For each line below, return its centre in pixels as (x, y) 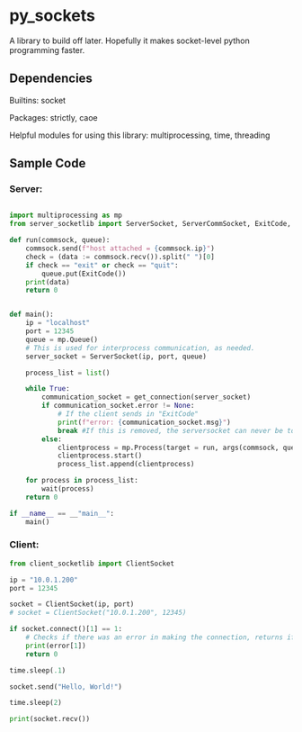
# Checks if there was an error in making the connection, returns (154, 637)
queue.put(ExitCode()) (84, 274)
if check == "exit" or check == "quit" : (102, 265)
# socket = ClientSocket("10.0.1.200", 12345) (98, 613)
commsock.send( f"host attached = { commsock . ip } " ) (120, 249)
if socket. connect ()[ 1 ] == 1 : (66, 629)
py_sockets (53, 16)
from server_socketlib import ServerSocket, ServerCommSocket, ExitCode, (151, 224)
